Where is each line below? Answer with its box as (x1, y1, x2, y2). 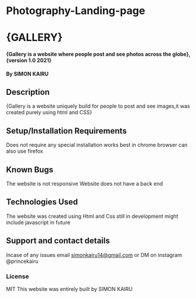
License (6, 272, 29, 280)
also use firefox (6, 148, 44, 155)
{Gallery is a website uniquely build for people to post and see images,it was (6, 102, 190, 109)
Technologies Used (6, 197, 78, 207)
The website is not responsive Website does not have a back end (6, 180, 163, 187)
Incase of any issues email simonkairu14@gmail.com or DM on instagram (6, 251, 183, 258)
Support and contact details (6, 236, 110, 246)
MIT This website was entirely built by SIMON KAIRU (6, 285, 133, 292)
